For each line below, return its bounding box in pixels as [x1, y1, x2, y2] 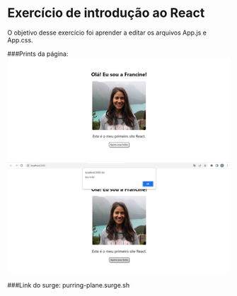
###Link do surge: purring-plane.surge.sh [7, 280, 130, 289]
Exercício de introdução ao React [7, 5, 205, 21]
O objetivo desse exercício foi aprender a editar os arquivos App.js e [7, 28, 207, 37]
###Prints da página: [7, 49, 69, 58]
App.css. [7, 35, 33, 44]
